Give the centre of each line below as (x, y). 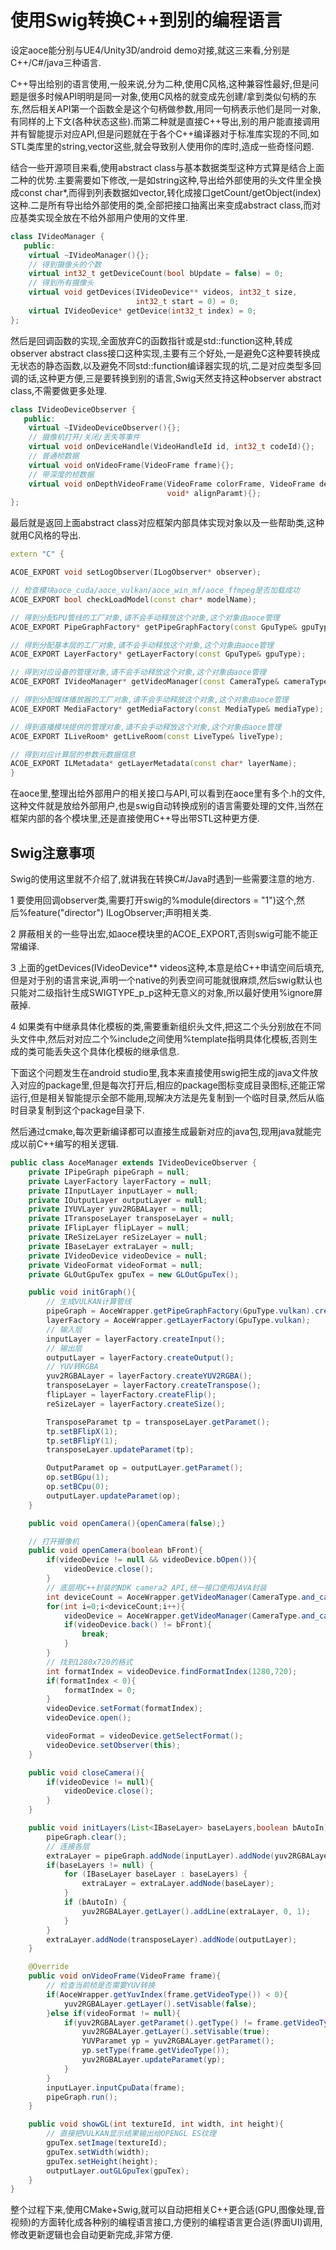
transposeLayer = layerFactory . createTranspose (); (154, 1386)
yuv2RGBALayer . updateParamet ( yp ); (153, 2060)
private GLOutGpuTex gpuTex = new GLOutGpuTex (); (134, 1274)
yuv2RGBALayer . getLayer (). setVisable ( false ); (160, 2004)
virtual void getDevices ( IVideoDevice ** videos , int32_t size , (163, 292)
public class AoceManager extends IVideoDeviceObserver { (133, 1163)
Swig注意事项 (52, 852)
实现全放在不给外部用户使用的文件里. (112, 217)
